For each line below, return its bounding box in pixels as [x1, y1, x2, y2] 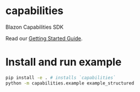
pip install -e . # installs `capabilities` [5, 74, 116, 80]
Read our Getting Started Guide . [5, 35, 83, 42]
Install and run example [5, 56, 122, 69]
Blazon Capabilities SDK [5, 23, 64, 30]
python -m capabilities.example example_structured [5, 80, 134, 86]
